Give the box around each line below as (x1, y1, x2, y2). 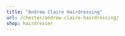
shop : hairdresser (6, 20, 53, 26)
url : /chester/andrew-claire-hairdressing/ (6, 15, 119, 21)
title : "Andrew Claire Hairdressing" (6, 9, 103, 15)
